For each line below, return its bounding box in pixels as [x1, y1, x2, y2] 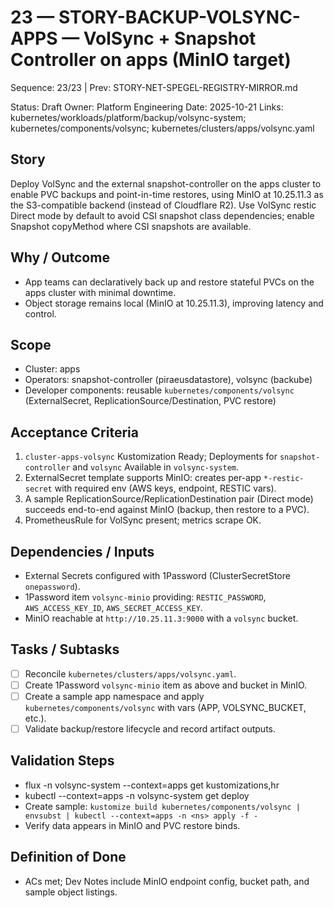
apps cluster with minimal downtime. [24, 286, 177, 298]
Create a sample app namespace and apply [24, 690, 205, 702]
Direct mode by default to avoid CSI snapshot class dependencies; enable [10, 209, 315, 221]
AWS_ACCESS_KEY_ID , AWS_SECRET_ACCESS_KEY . [24, 602, 203, 613]
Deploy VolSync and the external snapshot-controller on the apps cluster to [10, 177, 322, 190]
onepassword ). [24, 581, 81, 592]
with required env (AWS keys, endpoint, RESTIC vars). [54, 482, 277, 495]
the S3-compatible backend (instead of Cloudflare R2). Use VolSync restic [10, 199, 317, 211]
